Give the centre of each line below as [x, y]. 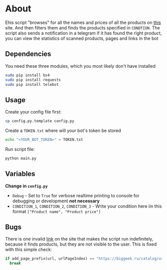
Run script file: [20, 149]
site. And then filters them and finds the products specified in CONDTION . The [83, 27]
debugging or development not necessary [56, 201]
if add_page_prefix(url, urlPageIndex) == [50, 259]
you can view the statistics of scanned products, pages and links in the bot [82, 38]
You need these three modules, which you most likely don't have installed [80, 66]
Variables [20, 174]
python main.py [21, 158]
